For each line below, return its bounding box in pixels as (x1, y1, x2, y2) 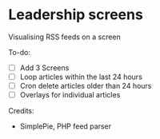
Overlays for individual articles (19, 90, 121, 100)
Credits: (8, 106, 34, 116)
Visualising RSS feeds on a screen (8, 32, 122, 42)
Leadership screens (8, 6, 144, 24)
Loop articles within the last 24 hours (19, 72, 142, 81)
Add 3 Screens (19, 62, 70, 73)
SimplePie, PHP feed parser (19, 121, 112, 131)
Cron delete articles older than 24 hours (19, 81, 152, 91)
